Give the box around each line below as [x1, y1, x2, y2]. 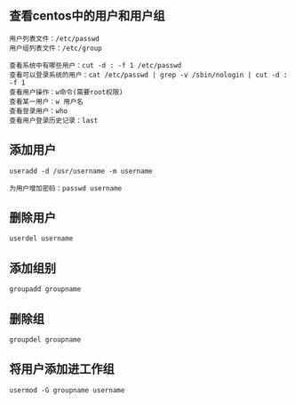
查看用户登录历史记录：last [9, 116, 99, 125]
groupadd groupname [9, 285, 82, 294]
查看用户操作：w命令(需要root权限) [9, 87, 124, 96]
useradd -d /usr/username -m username [9, 166, 153, 175]
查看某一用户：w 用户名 [9, 97, 84, 106]
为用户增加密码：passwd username [9, 183, 123, 193]
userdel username [9, 234, 74, 243]
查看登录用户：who [9, 106, 68, 116]
